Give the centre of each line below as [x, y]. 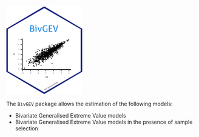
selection [26, 128]
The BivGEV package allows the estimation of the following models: [89, 104]
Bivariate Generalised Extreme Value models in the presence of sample [104, 122]
